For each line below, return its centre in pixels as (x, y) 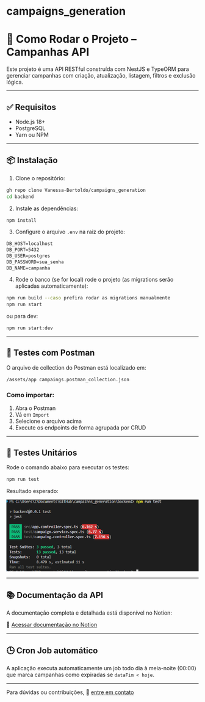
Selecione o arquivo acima (49, 421)
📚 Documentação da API (55, 595)
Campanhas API (48, 52)
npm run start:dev (30, 328)
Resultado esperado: (33, 491)
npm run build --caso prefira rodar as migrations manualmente (88, 298)
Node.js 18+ (30, 122)
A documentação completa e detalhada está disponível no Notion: (89, 613)
